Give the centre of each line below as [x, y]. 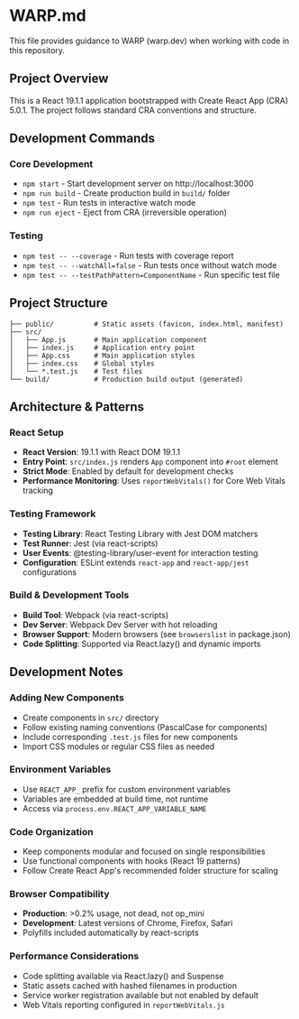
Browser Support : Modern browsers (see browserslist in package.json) [156, 634]
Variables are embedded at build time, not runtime [115, 799]
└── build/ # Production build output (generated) [127, 379]
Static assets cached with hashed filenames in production [129, 986]
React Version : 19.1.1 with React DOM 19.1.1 [101, 452]
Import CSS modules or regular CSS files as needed [118, 746]
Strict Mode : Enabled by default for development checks [128, 471]
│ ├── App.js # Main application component [108, 339]
